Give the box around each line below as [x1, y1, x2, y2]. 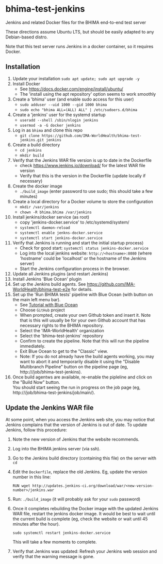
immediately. [19, 343, 46, 349]
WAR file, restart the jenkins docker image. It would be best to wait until [12, 511, 156, 516]
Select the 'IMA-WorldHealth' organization [19, 327, 105, 333]
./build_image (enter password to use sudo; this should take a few [19, 188, 153, 194]
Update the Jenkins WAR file [5, 404, 94, 412]
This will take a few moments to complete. [12, 539, 97, 545]
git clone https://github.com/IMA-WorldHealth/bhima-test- [19, 133, 142, 138]
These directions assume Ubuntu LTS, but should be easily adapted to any [5, 29, 154, 34]
